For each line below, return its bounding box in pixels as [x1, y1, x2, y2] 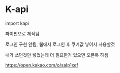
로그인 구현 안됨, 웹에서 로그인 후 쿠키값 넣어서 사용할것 [5, 41, 115, 47]
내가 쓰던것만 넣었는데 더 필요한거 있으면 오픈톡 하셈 [5, 52, 108, 58]
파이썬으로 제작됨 [5, 30, 40, 36]
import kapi [5, 20, 29, 26]
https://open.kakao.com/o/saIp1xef [5, 62, 79, 68]
